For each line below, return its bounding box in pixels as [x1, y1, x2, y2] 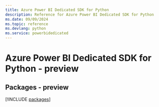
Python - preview [5, 63, 79, 74]
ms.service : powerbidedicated [5, 31, 69, 36]
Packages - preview [5, 83, 69, 91]
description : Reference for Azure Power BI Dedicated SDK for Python [5, 12, 154, 17]
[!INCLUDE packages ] [5, 96, 51, 102]
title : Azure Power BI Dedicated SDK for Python [5, 7, 109, 13]
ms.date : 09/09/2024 [5, 17, 49, 22]
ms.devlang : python [5, 26, 46, 31]
